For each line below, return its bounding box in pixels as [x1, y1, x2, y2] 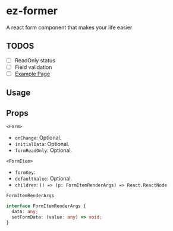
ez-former [6, 4, 58, 18]
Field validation [14, 64, 52, 71]
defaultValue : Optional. [14, 175, 73, 182]
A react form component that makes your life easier [6, 24, 133, 31]
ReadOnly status [14, 56, 55, 64]
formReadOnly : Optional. [14, 147, 73, 154]
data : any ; [11, 209, 39, 215]
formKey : [14, 169, 36, 176]
